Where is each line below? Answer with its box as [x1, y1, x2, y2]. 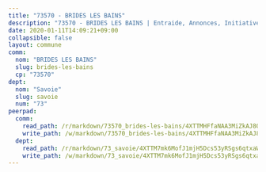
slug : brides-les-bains [15, 63, 93, 71]
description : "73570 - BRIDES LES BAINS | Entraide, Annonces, [8, 19, 222, 27]
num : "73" [15, 100, 47, 108]
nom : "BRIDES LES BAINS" [15, 56, 97, 64]
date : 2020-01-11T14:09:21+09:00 [8, 26, 119, 34]
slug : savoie [15, 93, 59, 101]
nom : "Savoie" [15, 85, 62, 94]
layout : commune [8, 41, 62, 49]
